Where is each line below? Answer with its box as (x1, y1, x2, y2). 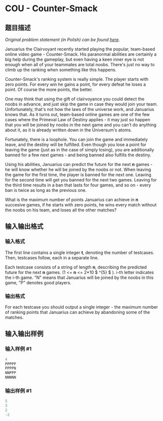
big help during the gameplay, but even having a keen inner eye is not (5, 56, 144, 62)
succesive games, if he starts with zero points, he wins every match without (5, 202, 157, 207)
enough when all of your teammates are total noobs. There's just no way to (5, 62, 155, 67)
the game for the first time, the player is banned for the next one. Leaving (5, 172, 151, 178)
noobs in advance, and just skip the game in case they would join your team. (5, 101, 158, 107)
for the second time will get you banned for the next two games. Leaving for (5, 177, 157, 183)
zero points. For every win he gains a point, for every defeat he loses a (5, 81, 146, 87)
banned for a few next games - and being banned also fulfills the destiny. (5, 152, 151, 158)
